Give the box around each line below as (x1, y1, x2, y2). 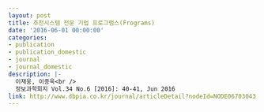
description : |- (8, 70, 62, 78)
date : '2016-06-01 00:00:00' (8, 26, 104, 34)
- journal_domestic (8, 63, 73, 71)
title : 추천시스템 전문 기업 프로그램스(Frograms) (8, 19, 156, 27)
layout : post (8, 11, 51, 20)
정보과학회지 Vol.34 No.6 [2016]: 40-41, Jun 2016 (15, 84, 175, 93)
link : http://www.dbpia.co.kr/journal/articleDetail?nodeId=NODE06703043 (8, 92, 257, 100)
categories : (8, 33, 47, 42)
